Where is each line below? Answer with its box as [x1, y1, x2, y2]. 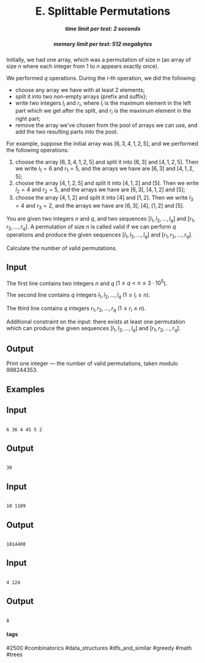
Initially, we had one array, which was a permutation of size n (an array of [6, 56, 192, 63]
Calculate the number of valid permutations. [6, 244, 117, 252]
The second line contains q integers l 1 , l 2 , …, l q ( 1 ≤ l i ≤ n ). [6, 291, 151, 300]
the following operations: [6, 146, 69, 154]
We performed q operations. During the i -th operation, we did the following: [6, 74, 197, 81]
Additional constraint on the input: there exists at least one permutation [6, 317, 185, 325]
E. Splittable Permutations [35, 4, 171, 18]
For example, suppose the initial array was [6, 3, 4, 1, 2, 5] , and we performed [6, 140, 199, 148]
